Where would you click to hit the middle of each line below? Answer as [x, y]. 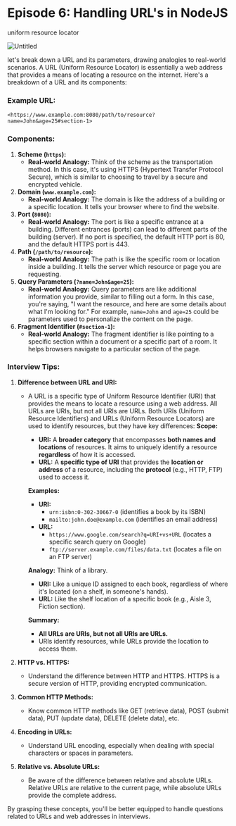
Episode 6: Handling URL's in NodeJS [118, 13]
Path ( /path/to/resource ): [55, 251]
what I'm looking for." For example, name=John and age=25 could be [123, 311]
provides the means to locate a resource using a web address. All [123, 403]
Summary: [44, 620]
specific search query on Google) [97, 542]
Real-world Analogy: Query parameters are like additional [112, 289]
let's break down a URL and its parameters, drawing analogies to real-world [117, 60]
